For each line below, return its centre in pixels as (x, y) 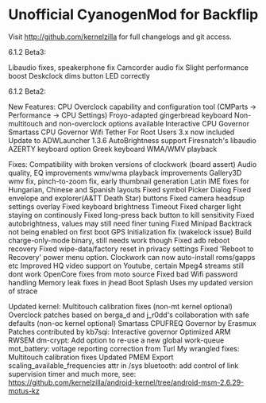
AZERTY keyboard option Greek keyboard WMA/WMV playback (113, 149)
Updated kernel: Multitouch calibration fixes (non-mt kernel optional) (120, 306)
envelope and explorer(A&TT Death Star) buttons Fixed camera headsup (126, 198)
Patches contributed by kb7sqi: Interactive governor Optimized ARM (120, 331)
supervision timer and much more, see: (72, 374)
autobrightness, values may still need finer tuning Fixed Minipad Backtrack (130, 223)
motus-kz (24, 390)
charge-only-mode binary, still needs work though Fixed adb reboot (119, 240)
